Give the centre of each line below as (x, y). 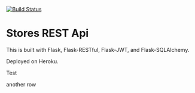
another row (21, 84)
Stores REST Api (48, 33)
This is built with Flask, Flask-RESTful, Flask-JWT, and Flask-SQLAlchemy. (98, 49)
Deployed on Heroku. (32, 61)
